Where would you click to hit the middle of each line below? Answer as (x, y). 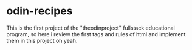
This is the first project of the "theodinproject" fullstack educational (91, 28)
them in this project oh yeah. (42, 40)
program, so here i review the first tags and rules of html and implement (96, 34)
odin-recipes (39, 11)
